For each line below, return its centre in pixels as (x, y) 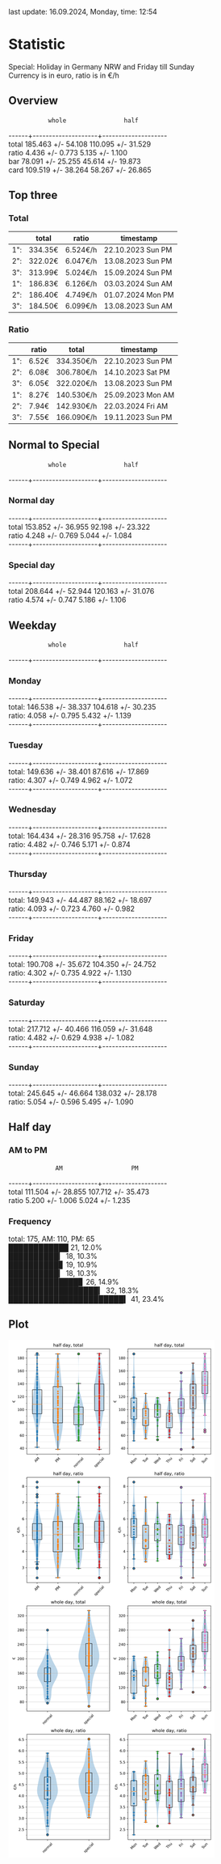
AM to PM (28, 1150)
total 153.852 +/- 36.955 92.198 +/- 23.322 (79, 527)
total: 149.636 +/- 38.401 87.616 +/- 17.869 (79, 771)
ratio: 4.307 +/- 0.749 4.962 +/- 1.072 (71, 780)
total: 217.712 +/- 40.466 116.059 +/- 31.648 (81, 1029)
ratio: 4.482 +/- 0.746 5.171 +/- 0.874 (69, 844)
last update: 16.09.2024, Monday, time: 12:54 (83, 12)
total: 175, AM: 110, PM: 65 (52, 1239)
